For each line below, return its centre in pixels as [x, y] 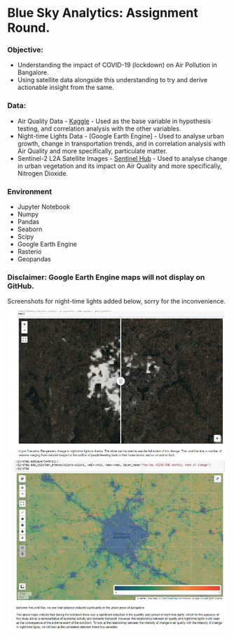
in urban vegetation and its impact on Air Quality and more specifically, [119, 166]
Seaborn [30, 229]
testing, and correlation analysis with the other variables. [99, 129]
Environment [30, 191]
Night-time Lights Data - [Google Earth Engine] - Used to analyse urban [121, 136]
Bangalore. [33, 72]
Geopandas [34, 259]
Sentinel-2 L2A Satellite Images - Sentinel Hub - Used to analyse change [122, 158]
